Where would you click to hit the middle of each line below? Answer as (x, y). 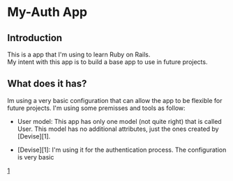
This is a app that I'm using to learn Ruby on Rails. (79, 54)
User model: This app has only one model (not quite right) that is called (119, 121)
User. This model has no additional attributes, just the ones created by (118, 129)
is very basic (36, 157)
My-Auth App (47, 12)
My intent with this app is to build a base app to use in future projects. (107, 62)
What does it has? (47, 84)
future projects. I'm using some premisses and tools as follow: (97, 108)
